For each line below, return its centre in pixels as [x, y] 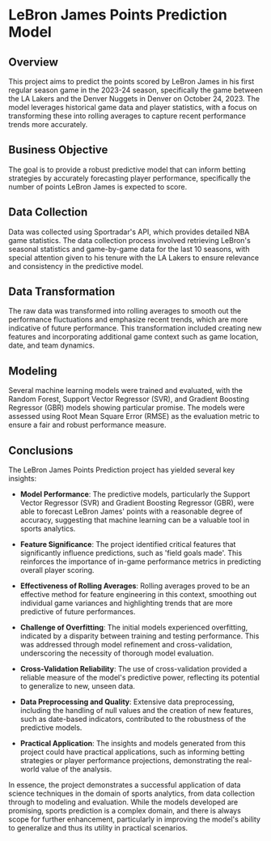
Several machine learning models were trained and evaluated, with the [125, 391]
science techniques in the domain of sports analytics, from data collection [132, 794]
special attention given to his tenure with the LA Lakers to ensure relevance [134, 258]
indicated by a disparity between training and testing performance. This [140, 636]
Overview [34, 62]
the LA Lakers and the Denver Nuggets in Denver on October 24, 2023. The [134, 98]
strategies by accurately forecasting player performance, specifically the [129, 178]
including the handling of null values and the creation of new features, [136, 711]
